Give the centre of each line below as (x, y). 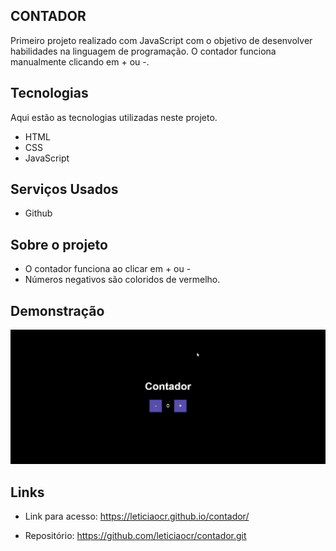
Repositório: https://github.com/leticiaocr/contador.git (135, 535)
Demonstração (57, 310)
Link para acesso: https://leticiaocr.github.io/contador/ (137, 516)
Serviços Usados (64, 189)
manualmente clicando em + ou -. (80, 61)
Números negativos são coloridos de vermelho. (122, 280)
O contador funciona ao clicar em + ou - (108, 269)
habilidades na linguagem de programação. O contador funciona (143, 51)
